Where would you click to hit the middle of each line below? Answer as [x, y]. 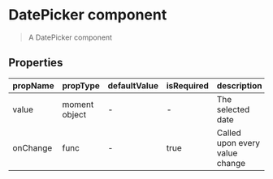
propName [33, 85]
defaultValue [133, 85]
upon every [238, 143]
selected [233, 109]
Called [229, 133]
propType [81, 85]
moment [78, 104]
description [239, 85]
